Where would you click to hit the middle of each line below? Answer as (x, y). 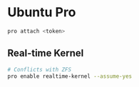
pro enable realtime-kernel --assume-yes (70, 76)
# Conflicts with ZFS (40, 69)
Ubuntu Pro (42, 12)
